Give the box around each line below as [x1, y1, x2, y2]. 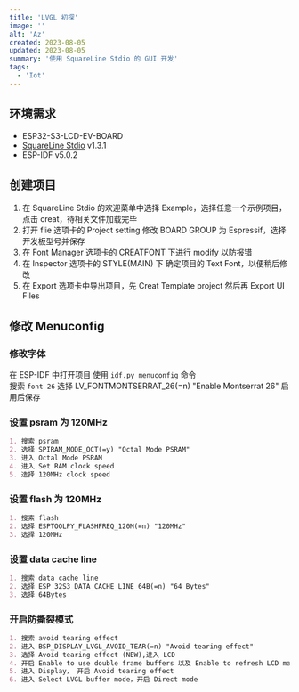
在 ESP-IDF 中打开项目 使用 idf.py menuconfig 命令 [9, 370, 197, 380]
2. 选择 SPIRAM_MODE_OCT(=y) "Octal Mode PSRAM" [9, 445, 190, 454]
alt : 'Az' [9, 29, 46, 38]
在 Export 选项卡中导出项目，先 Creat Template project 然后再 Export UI [21, 281, 285, 291]
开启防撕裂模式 [9, 613, 74, 625]
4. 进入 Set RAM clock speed [9, 461, 115, 470]
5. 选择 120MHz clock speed [9, 469, 111, 479]
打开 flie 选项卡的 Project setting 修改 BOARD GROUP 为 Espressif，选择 [21, 224, 287, 236]
